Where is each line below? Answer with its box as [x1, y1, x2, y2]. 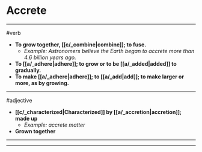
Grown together [14, 127, 56, 135]
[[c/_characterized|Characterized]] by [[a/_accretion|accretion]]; [14, 108, 182, 115]
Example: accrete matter [23, 121, 85, 128]
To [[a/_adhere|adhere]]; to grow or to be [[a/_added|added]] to [14, 60, 177, 67]
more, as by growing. [14, 79, 69, 86]
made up [14, 115, 38, 122]
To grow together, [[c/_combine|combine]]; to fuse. [14, 40, 147, 48]
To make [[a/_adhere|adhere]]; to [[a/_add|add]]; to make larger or [14, 73, 185, 80]
